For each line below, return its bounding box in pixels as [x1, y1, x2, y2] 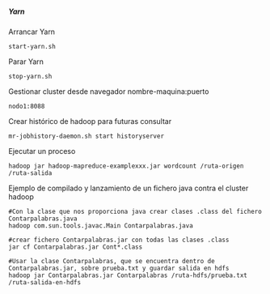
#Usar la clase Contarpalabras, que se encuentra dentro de [8, 257, 216, 265]
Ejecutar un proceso [8, 146, 76, 156]
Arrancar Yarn [8, 27, 55, 36]
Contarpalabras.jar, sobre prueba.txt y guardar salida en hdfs [8, 264, 230, 272]
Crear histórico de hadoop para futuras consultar [8, 116, 172, 126]
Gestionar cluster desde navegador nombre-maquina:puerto [8, 86, 209, 96]
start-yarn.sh [8, 42, 57, 50]
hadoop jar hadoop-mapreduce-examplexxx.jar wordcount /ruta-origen [8, 162, 244, 170]
